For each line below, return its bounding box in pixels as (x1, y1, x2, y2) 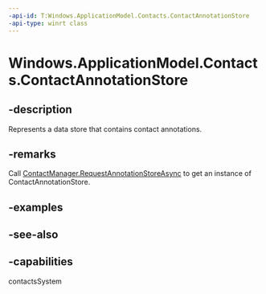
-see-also (8, 228, 59, 242)
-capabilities (8, 255, 74, 269)
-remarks (8, 147, 56, 161)
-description (8, 103, 72, 116)
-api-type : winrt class (8, 19, 88, 27)
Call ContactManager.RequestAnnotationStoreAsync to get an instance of (8, 169, 252, 178)
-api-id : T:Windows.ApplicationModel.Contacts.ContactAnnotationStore (8, 11, 250, 20)
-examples (8, 200, 63, 214)
